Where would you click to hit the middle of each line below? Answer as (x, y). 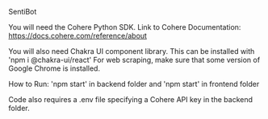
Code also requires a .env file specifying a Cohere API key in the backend (130, 99)
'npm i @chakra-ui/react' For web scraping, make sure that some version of (134, 60)
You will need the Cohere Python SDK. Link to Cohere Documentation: (125, 27)
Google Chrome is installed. (54, 68)
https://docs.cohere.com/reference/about (78, 36)
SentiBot (23, 12)
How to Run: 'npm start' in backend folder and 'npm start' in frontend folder (134, 84)
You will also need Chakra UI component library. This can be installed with (132, 51)
